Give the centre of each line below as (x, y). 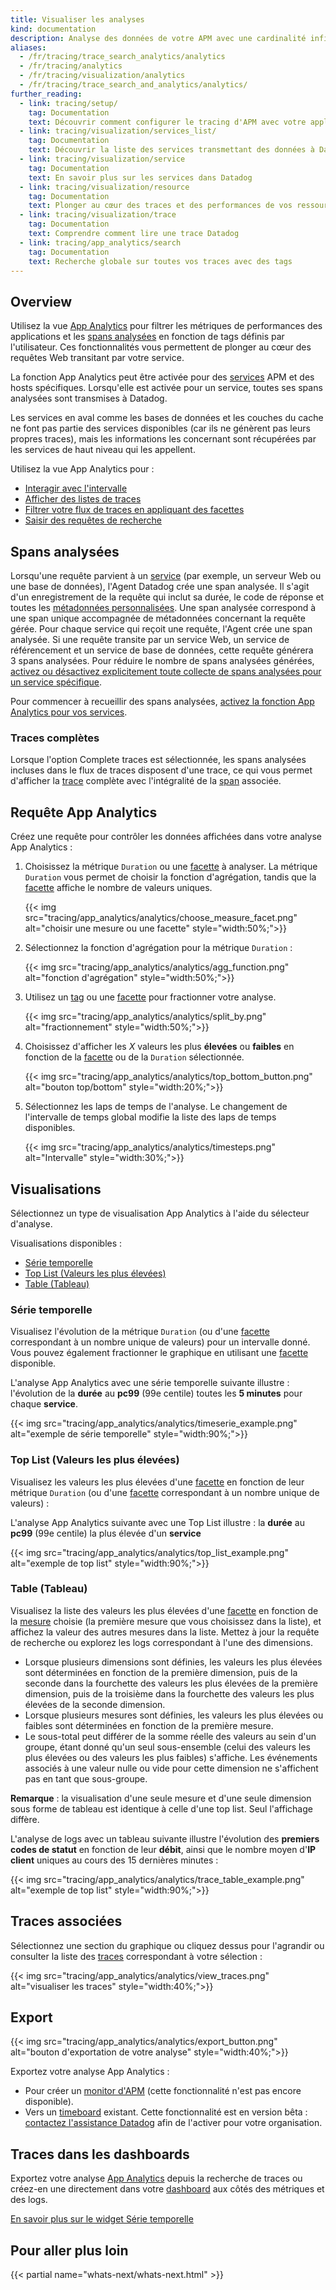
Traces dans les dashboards (100, 2154)
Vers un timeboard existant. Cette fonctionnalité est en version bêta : (166, 2112)
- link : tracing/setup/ (68, 103)
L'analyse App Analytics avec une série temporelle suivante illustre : (150, 1383)
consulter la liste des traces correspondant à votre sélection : (136, 1956)
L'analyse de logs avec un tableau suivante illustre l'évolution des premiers (165, 1838)
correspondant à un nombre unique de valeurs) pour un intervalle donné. (160, 1342)
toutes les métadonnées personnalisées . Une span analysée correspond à (163, 607)
